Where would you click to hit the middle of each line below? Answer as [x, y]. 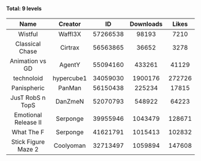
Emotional [28, 115]
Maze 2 [28, 150]
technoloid [28, 78]
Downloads [146, 24]
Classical [28, 44]
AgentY [70, 65]
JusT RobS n [28, 98]
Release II [28, 123]
